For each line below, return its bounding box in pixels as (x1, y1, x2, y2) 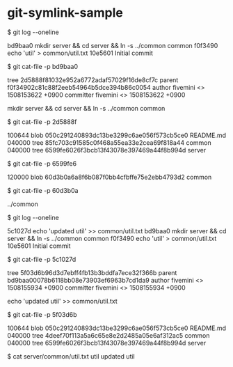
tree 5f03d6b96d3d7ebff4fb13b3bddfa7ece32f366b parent (7, 268, 177, 276)
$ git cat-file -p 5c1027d (7, 255, 77, 263)
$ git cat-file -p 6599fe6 (7, 159, 77, 168)
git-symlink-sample (7, 5, 123, 21)
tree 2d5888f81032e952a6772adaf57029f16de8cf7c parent (7, 75, 179, 84)
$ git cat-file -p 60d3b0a (7, 186, 79, 194)
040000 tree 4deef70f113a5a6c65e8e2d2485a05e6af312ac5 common (7, 331, 210, 339)
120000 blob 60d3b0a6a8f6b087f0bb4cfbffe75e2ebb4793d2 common (7, 173, 212, 181)
